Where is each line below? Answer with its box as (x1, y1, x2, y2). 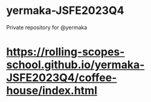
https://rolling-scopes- (6, 45, 125, 59)
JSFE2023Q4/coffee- (6, 71, 117, 85)
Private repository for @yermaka (6, 24, 88, 31)
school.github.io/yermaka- (6, 58, 145, 72)
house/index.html (6, 84, 98, 98)
